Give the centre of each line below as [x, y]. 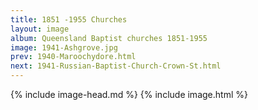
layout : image [40, 29]
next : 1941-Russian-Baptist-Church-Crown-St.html [116, 66]
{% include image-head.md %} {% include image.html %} [129, 94]
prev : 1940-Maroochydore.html [73, 57]
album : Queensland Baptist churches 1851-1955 [109, 38]
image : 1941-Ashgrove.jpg [64, 47]
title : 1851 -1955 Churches [69, 19]
